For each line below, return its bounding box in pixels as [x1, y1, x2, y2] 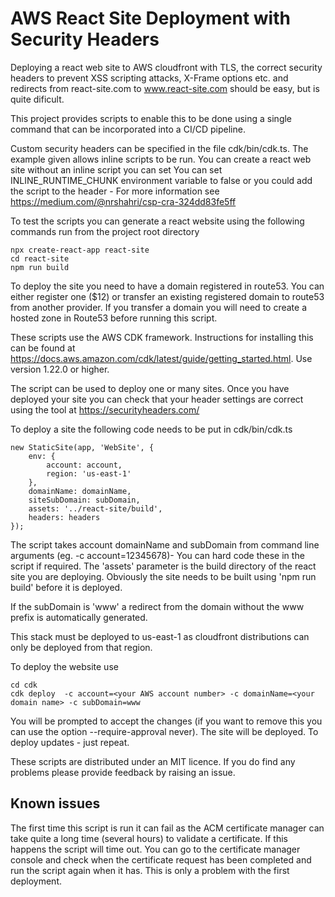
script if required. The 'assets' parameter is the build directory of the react [10, 560, 317, 572]
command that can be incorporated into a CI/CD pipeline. [10, 123, 246, 135]
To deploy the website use [10, 660, 119, 672]
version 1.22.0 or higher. [10, 363, 110, 375]
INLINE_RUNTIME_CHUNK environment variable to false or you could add [10, 174, 313, 186]
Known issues [10, 795, 101, 812]
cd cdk [10, 680, 38, 690]
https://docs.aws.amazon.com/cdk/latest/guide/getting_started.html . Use [10, 352, 313, 364]
